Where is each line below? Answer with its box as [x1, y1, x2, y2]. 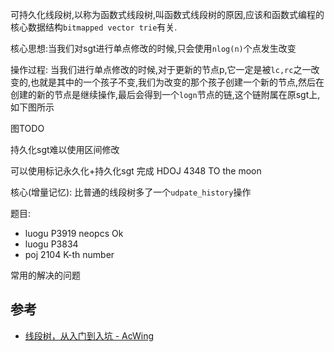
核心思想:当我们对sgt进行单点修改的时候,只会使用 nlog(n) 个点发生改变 [10, 43, 297, 54]
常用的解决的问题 [10, 269, 81, 281]
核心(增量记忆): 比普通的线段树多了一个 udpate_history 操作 [10, 186, 252, 198]
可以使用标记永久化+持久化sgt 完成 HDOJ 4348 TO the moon [10, 165, 262, 177]
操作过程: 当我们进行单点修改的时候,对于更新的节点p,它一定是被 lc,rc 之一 [10, 64, 312, 75]
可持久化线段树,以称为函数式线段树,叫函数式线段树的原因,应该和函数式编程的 [10, 9, 325, 20]
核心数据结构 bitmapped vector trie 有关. [10, 21, 178, 33]
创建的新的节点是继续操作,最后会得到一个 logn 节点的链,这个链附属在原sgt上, [10, 89, 321, 100]
